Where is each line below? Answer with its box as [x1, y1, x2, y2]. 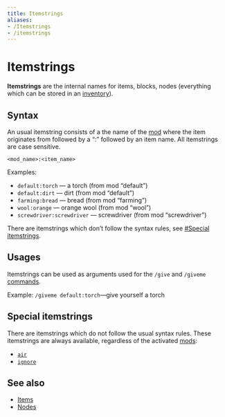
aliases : [7, 17, 33, 24]
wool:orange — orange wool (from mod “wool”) [17, 203, 152, 212]
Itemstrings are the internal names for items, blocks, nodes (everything [7, 82, 211, 91]
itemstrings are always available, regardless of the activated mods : [7, 336, 198, 344]
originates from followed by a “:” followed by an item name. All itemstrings [7, 136, 218, 143]
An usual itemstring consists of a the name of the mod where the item [7, 128, 206, 136]
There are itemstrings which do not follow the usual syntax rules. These [7, 329, 211, 337]
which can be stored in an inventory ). [7, 89, 114, 98]
